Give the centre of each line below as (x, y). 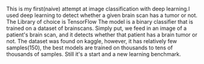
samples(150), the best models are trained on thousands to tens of (90, 48)
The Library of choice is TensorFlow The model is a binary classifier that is (100, 22)
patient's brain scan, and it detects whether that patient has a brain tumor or (102, 35)
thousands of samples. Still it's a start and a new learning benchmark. (94, 54)
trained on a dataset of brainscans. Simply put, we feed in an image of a (97, 28)
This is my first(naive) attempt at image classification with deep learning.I (98, 9)
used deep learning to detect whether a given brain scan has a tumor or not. (102, 15)
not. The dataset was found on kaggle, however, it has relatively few (92, 41)
